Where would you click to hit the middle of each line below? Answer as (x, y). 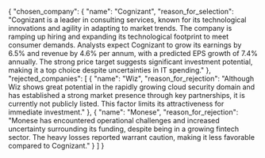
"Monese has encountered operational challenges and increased (114, 120)
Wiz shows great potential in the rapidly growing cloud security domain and (132, 87)
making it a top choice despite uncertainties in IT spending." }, (110, 70)
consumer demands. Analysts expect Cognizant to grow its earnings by (125, 45)
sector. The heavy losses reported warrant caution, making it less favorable (132, 137)
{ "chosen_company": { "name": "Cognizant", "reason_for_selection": (121, 11)
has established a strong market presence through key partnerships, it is (127, 95)
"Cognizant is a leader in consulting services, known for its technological (127, 20)
